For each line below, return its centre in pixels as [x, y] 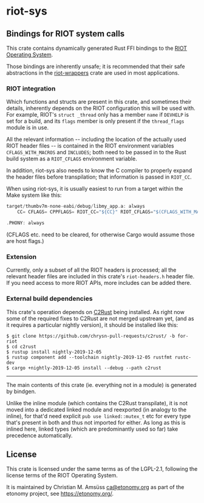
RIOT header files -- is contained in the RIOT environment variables [90, 146]
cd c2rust [24, 347]
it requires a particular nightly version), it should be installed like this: [92, 325]
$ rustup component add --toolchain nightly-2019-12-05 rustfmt [89, 357]
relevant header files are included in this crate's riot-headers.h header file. [100, 276]
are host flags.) [25, 241]
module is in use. [28, 128]
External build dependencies [49, 299]
